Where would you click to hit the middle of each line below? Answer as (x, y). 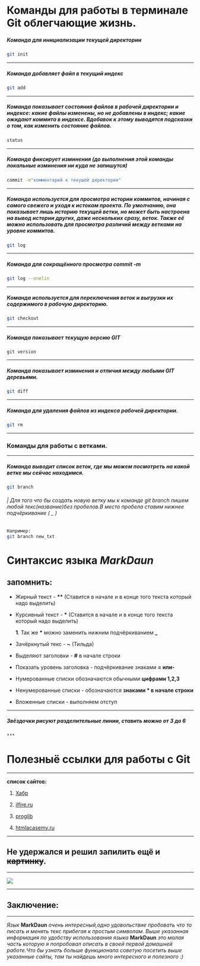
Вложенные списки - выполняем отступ (66, 701)
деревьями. (22, 377)
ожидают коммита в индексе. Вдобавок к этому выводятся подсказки (100, 119)
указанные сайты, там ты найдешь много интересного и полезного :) (95, 956)
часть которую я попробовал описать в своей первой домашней (90, 944)
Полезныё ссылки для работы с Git (99, 759)
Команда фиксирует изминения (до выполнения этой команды (90, 159)
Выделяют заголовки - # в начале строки (68, 656)
